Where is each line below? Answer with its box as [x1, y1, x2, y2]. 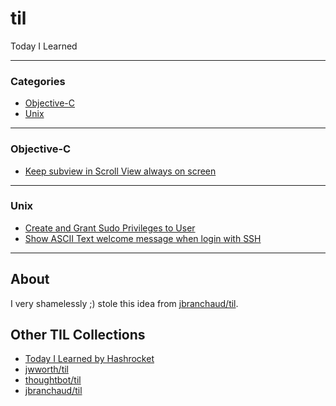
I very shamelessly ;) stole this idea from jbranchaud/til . [10, 297, 239, 309]
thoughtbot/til [24, 374, 82, 386]
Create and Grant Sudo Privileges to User [24, 222, 196, 234]
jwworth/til [24, 363, 69, 376]
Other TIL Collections [10, 327, 146, 344]
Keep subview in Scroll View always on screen [24, 165, 217, 177]
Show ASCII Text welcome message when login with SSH [24, 232, 262, 244]
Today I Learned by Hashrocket [24, 353, 155, 365]
